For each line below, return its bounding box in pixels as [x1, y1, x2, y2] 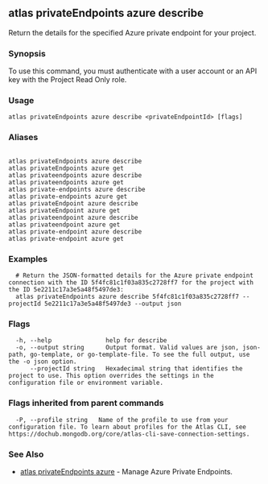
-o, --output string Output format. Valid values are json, [15, 344, 240, 352]
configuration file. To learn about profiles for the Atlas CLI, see [8, 423, 247, 431]
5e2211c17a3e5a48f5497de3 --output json [43, 300, 182, 308]
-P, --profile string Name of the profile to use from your [15, 416, 229, 424]
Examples [8, 253, 48, 264]
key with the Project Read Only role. [8, 75, 127, 85]
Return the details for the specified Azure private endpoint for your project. [8, 27, 257, 37]
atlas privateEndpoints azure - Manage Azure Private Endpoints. [19, 466, 233, 476]
